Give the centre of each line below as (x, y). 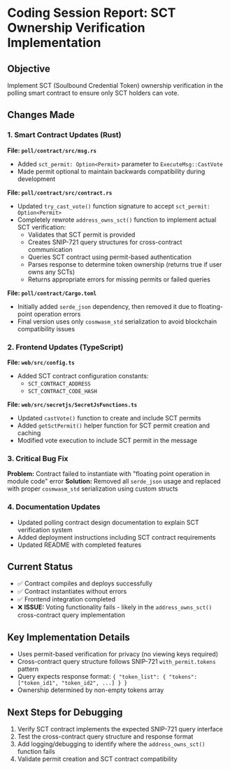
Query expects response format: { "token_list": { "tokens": (107, 677)
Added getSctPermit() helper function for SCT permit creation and (113, 425)
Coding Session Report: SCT (92, 13)
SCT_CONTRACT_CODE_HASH (63, 391)
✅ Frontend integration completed (66, 599)
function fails (36, 752)
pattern (28, 669)
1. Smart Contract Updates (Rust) (64, 135)
